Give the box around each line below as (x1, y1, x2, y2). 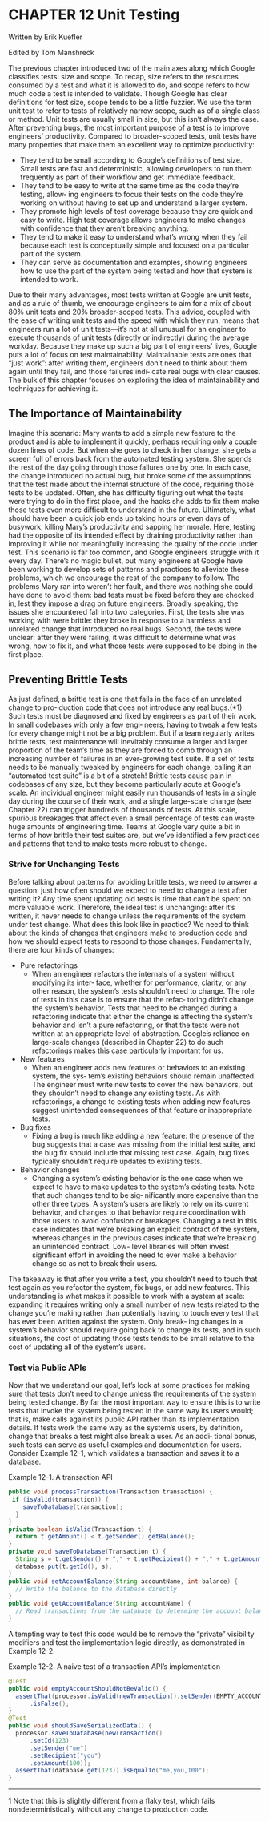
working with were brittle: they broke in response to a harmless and (8, 615, 231, 625)
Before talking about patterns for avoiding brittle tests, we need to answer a (8, 877, 258, 886)
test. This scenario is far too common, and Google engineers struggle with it (8, 547, 259, 557)
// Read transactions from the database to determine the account (15, 1607, 242, 1615)
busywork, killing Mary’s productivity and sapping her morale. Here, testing (8, 522, 256, 531)
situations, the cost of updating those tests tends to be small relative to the (8, 1333, 255, 1343)
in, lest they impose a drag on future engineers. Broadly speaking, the (8, 599, 239, 608)
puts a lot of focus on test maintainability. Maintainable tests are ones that (8, 349, 252, 359)
